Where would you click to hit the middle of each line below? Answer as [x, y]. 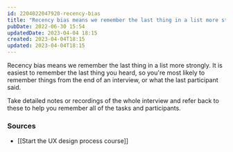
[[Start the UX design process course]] [73, 141]
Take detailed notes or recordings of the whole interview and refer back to [113, 101]
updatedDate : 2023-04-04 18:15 [52, 33]
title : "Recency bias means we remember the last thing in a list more [113, 20]
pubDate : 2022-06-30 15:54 [46, 26]
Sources [21, 126]
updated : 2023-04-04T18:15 [46, 46]
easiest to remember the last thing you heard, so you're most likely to [106, 73]
